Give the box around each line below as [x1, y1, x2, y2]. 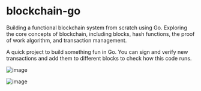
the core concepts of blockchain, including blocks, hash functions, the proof [6, 30, 195, 37]
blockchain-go [6, 4, 81, 18]
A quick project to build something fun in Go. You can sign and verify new [6, 48, 188, 55]
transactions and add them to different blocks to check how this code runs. [6, 54, 192, 62]
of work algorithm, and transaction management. [6, 37, 127, 44]
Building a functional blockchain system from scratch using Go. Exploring [6, 24, 187, 31]
